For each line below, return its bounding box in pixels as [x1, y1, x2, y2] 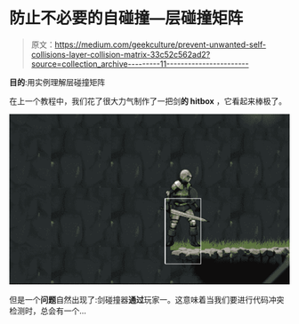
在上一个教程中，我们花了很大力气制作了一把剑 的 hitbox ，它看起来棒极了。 [9, 95, 287, 107]
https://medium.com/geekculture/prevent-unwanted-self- [54, 39, 267, 50]
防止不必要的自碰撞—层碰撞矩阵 [9, 8, 244, 28]
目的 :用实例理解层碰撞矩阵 [9, 76, 106, 87]
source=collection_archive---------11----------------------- [30, 59, 249, 69]
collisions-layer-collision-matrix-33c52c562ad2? [30, 49, 211, 59]
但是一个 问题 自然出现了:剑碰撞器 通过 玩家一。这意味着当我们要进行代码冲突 [9, 295, 285, 305]
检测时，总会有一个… [9, 305, 87, 316]
